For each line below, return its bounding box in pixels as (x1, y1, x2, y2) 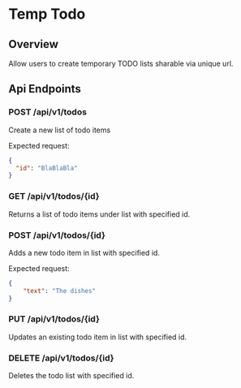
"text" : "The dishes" (23, 287, 96, 295)
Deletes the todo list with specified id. (8, 371, 135, 381)
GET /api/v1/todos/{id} (8, 191, 100, 202)
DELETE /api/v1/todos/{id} (8, 352, 114, 364)
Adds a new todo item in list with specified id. (8, 248, 161, 257)
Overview (8, 37, 59, 51)
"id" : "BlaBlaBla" (15, 164, 79, 172)
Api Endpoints (8, 82, 81, 96)
